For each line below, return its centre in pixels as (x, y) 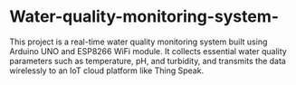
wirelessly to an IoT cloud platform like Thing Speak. (107, 71)
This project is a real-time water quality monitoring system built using (138, 42)
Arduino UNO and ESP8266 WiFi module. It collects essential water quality (148, 51)
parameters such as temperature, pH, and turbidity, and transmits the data (148, 61)
